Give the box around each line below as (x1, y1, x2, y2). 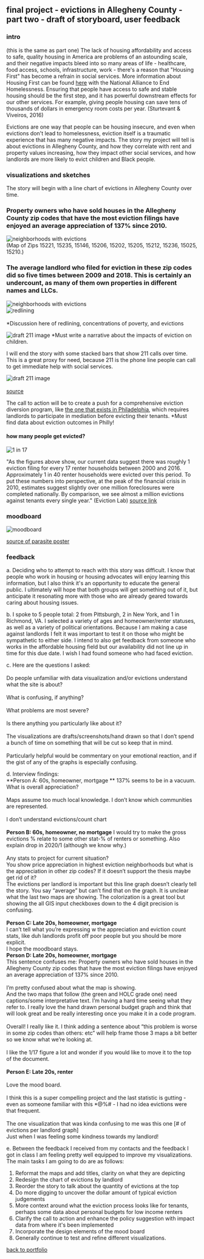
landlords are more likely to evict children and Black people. (6, 155, 156, 163)
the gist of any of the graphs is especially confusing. (6, 759, 138, 766)
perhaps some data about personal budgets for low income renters (15, 1208, 183, 1216)
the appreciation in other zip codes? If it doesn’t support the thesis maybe (6, 868, 191, 875)
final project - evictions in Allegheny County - (6, 5, 183, 15)
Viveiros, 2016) (6, 111, 44, 118)
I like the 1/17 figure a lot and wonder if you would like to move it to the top (6, 1049, 191, 1056)
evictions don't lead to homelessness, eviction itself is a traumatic (6, 129, 171, 137)
